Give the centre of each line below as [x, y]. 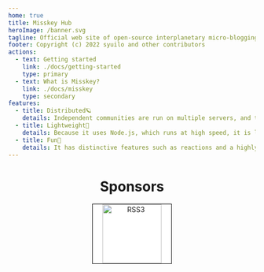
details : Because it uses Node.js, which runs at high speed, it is [137, 132]
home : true [26, 15]
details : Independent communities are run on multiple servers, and [137, 118]
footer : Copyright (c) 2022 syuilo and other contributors [107, 45]
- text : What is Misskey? [58, 81]
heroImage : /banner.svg [47, 30]
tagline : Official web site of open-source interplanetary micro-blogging [133, 37]
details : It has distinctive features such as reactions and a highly [140, 147]
